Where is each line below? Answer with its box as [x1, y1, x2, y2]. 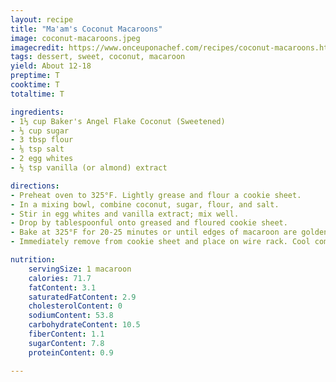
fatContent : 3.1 [28, 282, 97, 293]
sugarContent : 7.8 [28, 338, 105, 348]
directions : [10, 181, 60, 191]
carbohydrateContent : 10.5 [28, 320, 141, 330]
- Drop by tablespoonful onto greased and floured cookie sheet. [10, 218, 288, 228]
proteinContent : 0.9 [28, 347, 114, 358]
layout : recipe [10, 14, 74, 25]
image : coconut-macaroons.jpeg [10, 33, 141, 43]
